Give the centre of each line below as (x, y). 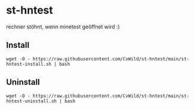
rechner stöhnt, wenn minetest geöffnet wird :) (63, 27)
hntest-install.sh (29, 64)
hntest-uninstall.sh (32, 101)
